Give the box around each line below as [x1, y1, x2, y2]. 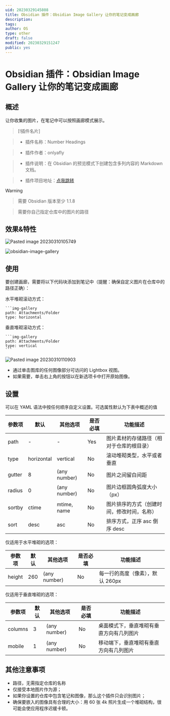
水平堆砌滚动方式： [5, 296, 46, 302]
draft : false [5, 36, 33, 41]
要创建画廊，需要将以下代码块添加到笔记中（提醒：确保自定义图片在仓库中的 [5, 279, 165, 285]
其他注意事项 [5, 665, 46, 674]
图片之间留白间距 [106, 471, 147, 479]
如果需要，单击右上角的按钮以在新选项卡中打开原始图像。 [12, 373, 133, 380]
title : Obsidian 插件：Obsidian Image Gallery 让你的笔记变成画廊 [5, 12, 139, 17]
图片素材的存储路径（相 [106, 435, 162, 442]
